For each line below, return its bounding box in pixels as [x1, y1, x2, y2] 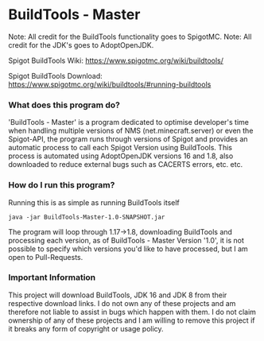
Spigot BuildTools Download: [8, 71, 103, 80]
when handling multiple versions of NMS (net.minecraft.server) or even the [8, 126, 254, 136]
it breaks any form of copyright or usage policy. [8, 324, 165, 333]
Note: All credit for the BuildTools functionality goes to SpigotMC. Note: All [8, 32, 252, 41]
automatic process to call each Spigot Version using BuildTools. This [8, 143, 233, 153]
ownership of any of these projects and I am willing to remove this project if [8, 316, 255, 325]
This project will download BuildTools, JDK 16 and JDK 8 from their [8, 290, 227, 300]
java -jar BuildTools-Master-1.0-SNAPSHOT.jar [8, 213, 165, 221]
